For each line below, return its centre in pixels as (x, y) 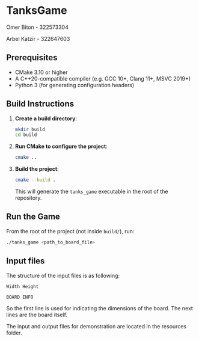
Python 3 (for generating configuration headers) (75, 85)
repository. (28, 198)
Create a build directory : (46, 118)
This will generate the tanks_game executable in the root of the (91, 192)
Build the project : (37, 169)
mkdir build (30, 129)
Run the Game (33, 217)
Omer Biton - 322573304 (38, 27)
